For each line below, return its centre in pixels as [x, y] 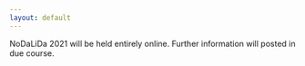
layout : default [40, 18]
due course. [32, 53]
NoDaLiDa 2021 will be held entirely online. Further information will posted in [152, 43]
